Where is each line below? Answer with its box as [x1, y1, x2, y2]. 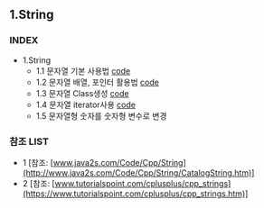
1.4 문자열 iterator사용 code [35, 99, 136, 110]
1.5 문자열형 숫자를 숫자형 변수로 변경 [35, 110, 167, 121]
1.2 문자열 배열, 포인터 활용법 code [35, 77, 160, 87]
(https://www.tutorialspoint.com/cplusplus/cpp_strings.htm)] [22, 188, 249, 199]
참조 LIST [9, 135, 50, 148]
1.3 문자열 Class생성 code [35, 87, 129, 98]
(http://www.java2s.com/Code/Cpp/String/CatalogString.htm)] [22, 167, 255, 178]
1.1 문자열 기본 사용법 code [35, 65, 131, 76]
